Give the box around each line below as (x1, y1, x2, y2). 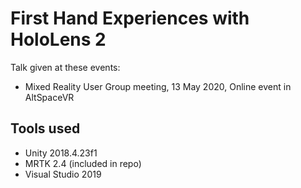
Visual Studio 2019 (24, 168, 102, 180)
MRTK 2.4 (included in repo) (24, 157, 142, 169)
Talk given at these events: (10, 61, 121, 73)
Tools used (10, 120, 81, 137)
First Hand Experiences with (10, 7, 250, 30)
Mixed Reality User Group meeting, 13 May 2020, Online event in (24, 80, 292, 92)
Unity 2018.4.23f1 (24, 147, 98, 159)
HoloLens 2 (10, 28, 107, 51)
